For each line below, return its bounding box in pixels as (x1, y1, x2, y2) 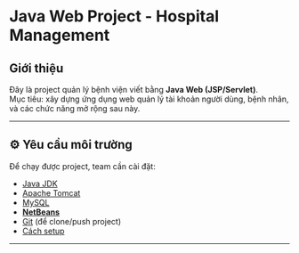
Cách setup (21, 225, 65, 236)
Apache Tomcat (21, 187, 81, 198)
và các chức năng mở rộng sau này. (9, 103, 141, 113)
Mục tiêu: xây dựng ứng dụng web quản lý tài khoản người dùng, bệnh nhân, (9, 94, 289, 104)
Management (9, 25, 110, 45)
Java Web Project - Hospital (9, 6, 220, 27)
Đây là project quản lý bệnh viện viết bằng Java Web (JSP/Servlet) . (9, 85, 259, 94)
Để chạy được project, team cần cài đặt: (9, 160, 156, 171)
